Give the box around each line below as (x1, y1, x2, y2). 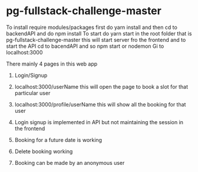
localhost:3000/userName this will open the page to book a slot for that (14, 83, 189, 90)
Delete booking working (14, 148, 73, 155)
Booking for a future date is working (14, 136, 102, 143)
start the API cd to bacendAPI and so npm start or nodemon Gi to (6, 43, 164, 50)
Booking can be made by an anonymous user (14, 159, 125, 166)
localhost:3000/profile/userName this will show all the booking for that (14, 100, 186, 108)
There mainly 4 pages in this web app (6, 60, 98, 67)
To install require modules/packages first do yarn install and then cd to (6, 24, 178, 31)
